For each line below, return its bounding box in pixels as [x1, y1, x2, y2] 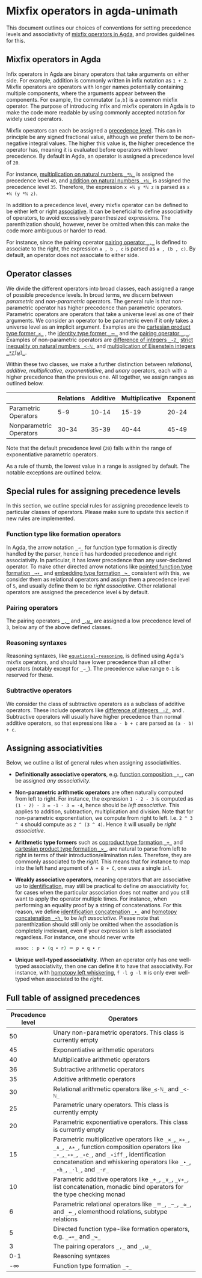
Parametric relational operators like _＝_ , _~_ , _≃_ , [53, 1200, 192, 1208]
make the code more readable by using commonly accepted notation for [6, 108, 185, 116]
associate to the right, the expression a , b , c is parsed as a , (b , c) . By [6, 245, 196, 252]
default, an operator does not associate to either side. [6, 251, 139, 258]
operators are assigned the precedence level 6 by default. [6, 588, 149, 595]
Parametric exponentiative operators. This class [53, 1118, 188, 1126]
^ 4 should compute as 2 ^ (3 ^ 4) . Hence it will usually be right [14, 820, 176, 828]
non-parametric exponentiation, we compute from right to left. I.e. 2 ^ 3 [14, 814, 193, 822]
